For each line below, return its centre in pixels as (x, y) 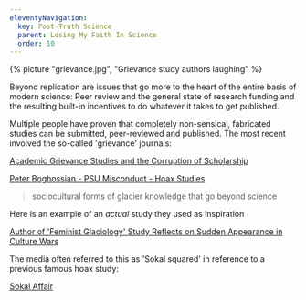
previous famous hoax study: (64, 269)
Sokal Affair (32, 286)
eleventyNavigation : (49, 18)
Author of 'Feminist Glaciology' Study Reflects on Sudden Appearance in (146, 232)
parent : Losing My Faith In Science (87, 35)
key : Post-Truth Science (65, 26)
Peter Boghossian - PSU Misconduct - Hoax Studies (107, 179)
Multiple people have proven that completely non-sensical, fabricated (140, 124)
